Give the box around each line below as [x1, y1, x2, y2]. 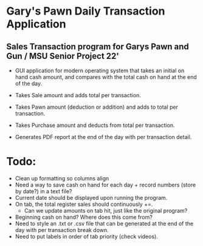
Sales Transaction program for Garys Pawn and [6, 41, 190, 52]
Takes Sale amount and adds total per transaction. [15, 92, 141, 98]
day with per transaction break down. [15, 226, 109, 233]
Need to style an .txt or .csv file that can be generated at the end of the [15, 220, 193, 227]
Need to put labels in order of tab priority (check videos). [15, 233, 158, 240]
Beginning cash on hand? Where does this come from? [15, 213, 153, 220]
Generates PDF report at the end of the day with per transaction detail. [15, 134, 192, 140]
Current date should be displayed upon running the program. [15, 194, 168, 201]
